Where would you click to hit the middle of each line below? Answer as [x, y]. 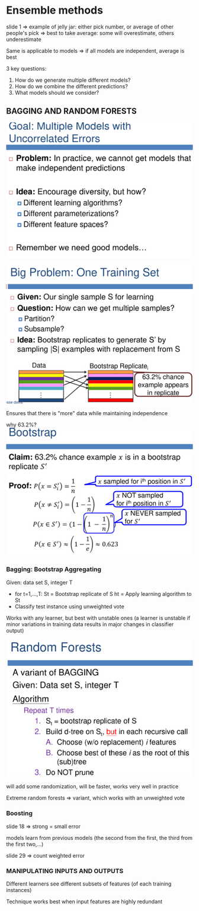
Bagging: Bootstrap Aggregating [54, 569]
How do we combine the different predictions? [71, 86]
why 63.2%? [21, 425]
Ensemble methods [55, 10]
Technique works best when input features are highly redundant [84, 902]
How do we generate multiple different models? [73, 80]
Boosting [19, 813]
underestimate [24, 39]
